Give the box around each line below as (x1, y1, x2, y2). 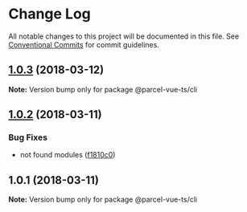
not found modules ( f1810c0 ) (19, 150, 116, 160)
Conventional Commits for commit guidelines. (8, 39, 159, 49)
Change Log (8, 5, 91, 23)
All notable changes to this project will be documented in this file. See (8, 31, 240, 41)
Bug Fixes (8, 132, 48, 143)
